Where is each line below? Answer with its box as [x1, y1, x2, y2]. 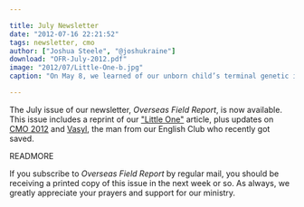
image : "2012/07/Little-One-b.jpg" [9, 63, 144, 72]
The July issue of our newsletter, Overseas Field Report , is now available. [9, 104, 283, 115]
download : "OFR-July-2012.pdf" [9, 55, 128, 64]
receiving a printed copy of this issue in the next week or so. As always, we [9, 177, 290, 188]
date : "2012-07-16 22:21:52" [9, 29, 119, 39]
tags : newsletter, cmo [9, 38, 95, 47]
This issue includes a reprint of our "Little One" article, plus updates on [9, 114, 274, 125]
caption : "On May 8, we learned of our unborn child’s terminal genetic [9, 71, 290, 81]
